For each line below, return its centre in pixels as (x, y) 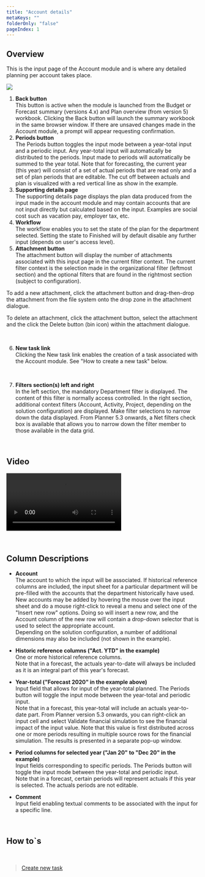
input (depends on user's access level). (65, 242)
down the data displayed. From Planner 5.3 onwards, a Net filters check (105, 418)
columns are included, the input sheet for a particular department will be (106, 586)
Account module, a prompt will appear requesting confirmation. (95, 131)
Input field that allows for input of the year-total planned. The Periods (102, 688)
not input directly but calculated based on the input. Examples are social (106, 210)
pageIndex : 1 (23, 29)
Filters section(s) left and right (55, 385)
